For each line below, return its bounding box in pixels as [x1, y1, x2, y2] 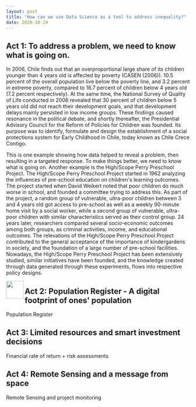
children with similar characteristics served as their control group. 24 [18, 214, 184, 221]
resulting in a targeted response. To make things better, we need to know [6, 158, 182, 165]
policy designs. [6, 269, 43, 276]
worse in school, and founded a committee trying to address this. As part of [6, 189, 188, 196]
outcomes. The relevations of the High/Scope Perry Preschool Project [6, 232, 174, 239]
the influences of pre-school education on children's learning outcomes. [6, 176, 180, 183]
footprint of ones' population [24, 295, 132, 305]
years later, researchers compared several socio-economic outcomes [6, 220, 173, 227]
